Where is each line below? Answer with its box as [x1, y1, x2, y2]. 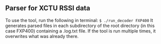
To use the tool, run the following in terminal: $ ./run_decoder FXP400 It [5, 17, 153, 23]
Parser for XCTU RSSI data [5, 4, 91, 12]
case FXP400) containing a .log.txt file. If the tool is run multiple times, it [5, 27, 156, 34]
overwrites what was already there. [5, 33, 79, 39]
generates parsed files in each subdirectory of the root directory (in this [5, 22, 155, 28]
